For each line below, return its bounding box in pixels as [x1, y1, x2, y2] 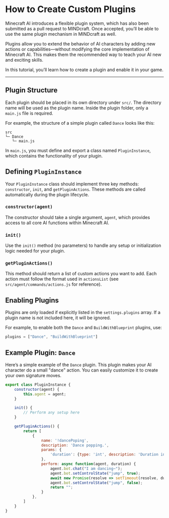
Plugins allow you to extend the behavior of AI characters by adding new [5, 40, 156, 46]
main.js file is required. [5, 110, 54, 116]
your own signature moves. [5, 372, 62, 378]
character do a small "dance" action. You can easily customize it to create [5, 367, 158, 373]
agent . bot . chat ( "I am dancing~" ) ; [50, 466, 123, 471]
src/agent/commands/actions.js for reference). [5, 281, 102, 287]
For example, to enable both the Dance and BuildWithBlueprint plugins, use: [5, 325, 162, 331]
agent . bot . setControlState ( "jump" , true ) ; [50, 471, 141, 476]
